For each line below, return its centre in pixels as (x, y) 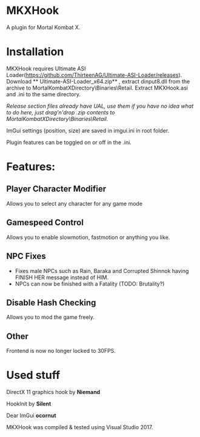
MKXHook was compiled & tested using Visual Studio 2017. (80, 427)
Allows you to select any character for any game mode (75, 203)
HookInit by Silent (29, 404)
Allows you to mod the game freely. (51, 317)
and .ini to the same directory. (43, 94)
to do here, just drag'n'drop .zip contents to (61, 112)
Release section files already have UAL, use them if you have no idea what (100, 106)
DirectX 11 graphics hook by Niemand (53, 392)
